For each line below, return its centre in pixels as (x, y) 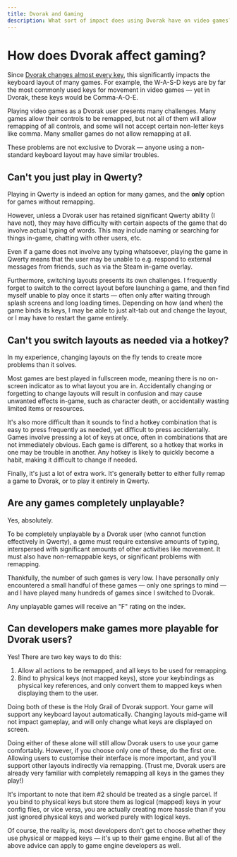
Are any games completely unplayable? (96, 503)
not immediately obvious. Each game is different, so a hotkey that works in (115, 445)
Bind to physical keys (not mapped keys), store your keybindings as (116, 678)
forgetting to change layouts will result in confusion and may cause (105, 394)
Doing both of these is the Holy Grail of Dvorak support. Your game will (110, 706)
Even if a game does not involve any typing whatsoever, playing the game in (117, 252)
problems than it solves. (42, 365)
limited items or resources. (46, 409)
